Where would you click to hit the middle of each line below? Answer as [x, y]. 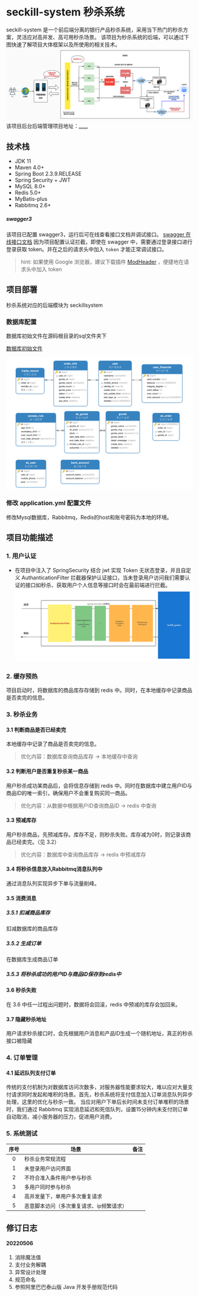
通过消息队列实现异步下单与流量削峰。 [53, 883]
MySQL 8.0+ [30, 187]
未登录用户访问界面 [48, 1168]
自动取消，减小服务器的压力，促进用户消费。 [61, 1117]
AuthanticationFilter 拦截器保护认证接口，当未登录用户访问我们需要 [103, 578]
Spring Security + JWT [43, 180]
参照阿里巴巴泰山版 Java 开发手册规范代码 [66, 1287]
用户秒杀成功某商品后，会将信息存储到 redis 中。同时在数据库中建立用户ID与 [99, 785]
